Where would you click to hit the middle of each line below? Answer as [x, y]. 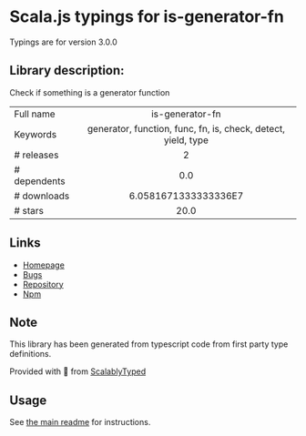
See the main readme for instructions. [80, 422]
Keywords [36, 134]
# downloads [42, 196]
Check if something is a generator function [90, 92]
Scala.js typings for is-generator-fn [147, 17]
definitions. [31, 354]
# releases [36, 155]
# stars [29, 210]
